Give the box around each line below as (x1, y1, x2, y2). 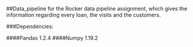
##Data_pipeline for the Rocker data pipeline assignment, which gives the (6, 5, 188, 12)
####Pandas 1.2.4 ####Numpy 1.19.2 (6, 35, 99, 41)
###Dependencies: (6, 23, 54, 30)
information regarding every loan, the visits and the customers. (6, 11, 161, 18)
